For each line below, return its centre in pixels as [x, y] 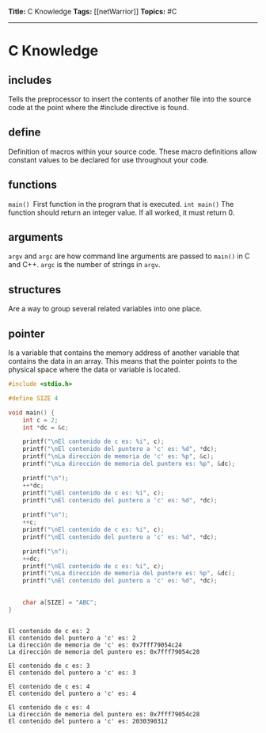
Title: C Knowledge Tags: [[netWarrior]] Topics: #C [93, 11]
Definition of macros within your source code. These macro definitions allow [133, 151]
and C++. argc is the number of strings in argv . [84, 265]
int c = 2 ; [40, 420]
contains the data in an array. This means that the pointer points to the [123, 361]
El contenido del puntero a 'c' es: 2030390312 [88, 721]
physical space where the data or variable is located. [94, 370]
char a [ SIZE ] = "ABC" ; [60, 603]
